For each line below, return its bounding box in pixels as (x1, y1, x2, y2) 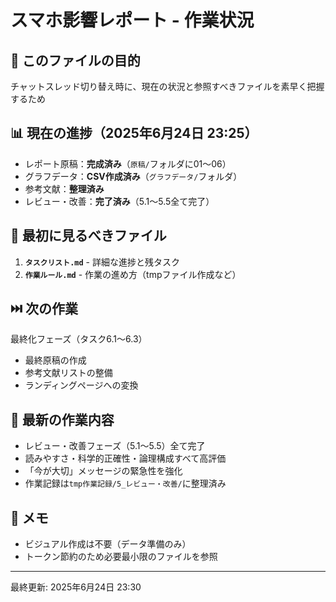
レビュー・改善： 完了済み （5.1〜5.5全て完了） (24, 195, 215, 207)
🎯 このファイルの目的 (10, 52, 141, 69)
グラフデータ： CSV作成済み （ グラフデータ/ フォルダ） (24, 170, 243, 182)
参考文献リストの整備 (24, 367, 113, 379)
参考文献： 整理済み (24, 182, 105, 195)
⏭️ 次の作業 (10, 301, 79, 318)
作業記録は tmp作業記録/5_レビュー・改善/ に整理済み (24, 477, 227, 490)
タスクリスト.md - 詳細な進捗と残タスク (24, 256, 180, 268)
